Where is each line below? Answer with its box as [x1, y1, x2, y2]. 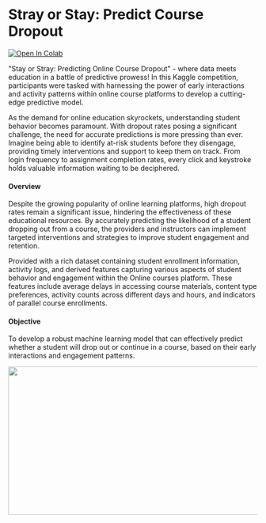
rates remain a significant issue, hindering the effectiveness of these [8, 207, 232, 217]
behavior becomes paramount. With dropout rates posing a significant [8, 121, 237, 131]
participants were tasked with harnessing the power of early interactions [8, 81, 245, 90]
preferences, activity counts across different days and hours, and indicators [8, 290, 256, 300]
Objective [8, 316, 41, 326]
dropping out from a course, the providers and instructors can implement [8, 224, 247, 234]
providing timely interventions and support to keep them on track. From [8, 146, 241, 156]
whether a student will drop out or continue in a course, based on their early [8, 343, 256, 352]
